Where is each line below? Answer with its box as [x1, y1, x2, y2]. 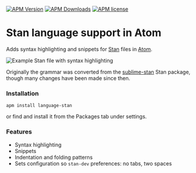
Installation [6, 89, 39, 97]
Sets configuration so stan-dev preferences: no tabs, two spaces [14, 159, 172, 167]
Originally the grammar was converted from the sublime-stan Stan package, [6, 68, 191, 75]
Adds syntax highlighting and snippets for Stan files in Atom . [6, 45, 153, 52]
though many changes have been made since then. [6, 74, 131, 82]
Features [6, 128, 32, 136]
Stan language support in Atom [6, 26, 162, 39]
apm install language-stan [6, 103, 72, 109]
